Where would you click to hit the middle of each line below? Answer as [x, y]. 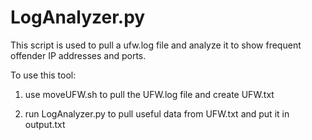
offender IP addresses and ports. [78, 55]
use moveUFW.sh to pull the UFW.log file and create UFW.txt [149, 94]
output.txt [45, 124]
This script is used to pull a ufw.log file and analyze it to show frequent [156, 45]
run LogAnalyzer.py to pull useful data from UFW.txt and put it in [157, 113]
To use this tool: [43, 75]
